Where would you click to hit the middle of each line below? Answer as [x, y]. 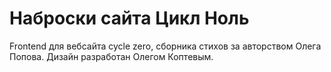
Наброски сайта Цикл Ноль [129, 18]
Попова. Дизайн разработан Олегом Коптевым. [111, 56]
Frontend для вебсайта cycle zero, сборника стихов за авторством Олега [165, 46]
